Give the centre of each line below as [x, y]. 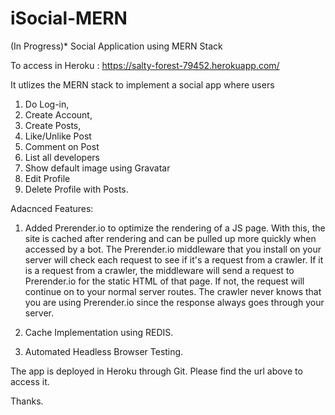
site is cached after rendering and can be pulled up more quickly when [170, 238]
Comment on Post [62, 146]
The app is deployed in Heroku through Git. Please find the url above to [156, 371]
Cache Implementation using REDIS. [99, 332]
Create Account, [58, 114]
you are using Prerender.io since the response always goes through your [174, 302]
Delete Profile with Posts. [76, 189]
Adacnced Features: [52, 208]
